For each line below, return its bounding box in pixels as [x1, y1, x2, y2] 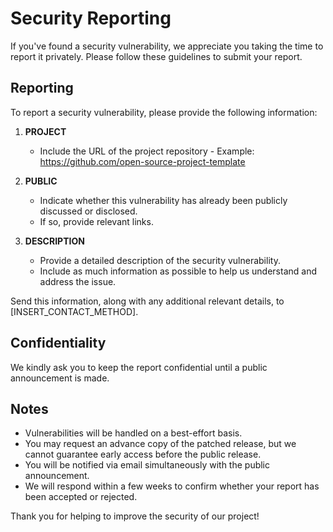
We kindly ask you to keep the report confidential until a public [10, 361, 268, 373]
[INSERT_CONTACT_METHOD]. [10, 305, 139, 317]
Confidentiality [10, 335, 107, 352]
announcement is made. [10, 372, 110, 384]
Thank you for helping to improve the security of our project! [10, 510, 260, 522]
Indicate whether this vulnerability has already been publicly [39, 194, 288, 206]
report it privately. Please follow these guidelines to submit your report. [10, 50, 303, 62]
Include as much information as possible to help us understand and [39, 265, 317, 277]
